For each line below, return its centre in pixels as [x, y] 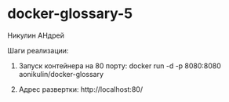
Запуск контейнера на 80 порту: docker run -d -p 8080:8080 [120, 66]
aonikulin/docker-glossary [61, 74]
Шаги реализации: [38, 50]
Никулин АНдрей [36, 35]
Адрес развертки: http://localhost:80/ [80, 89]
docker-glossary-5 [70, 14]
